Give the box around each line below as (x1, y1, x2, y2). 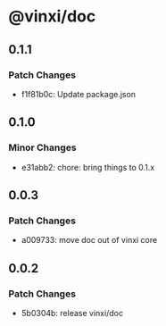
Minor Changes (8, 141, 77, 154)
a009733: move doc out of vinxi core (21, 235, 158, 246)
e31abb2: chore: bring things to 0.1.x (21, 162, 155, 172)
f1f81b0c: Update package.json (21, 88, 136, 99)
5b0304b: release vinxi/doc (21, 307, 124, 318)
